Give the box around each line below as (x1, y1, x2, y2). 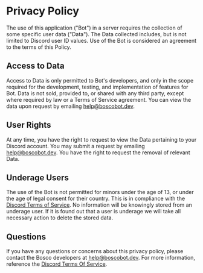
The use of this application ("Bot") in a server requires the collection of (6, 24, 182, 31)
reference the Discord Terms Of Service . (6, 260, 108, 268)
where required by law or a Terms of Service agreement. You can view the (6, 96, 192, 103)
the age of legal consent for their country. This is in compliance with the (6, 195, 185, 202)
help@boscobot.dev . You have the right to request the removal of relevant (6, 149, 190, 156)
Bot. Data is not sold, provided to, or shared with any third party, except (6, 89, 184, 97)
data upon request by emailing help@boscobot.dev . (6, 102, 135, 110)
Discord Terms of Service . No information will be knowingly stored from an (6, 201, 192, 209)
